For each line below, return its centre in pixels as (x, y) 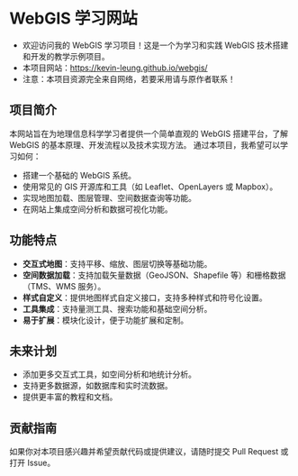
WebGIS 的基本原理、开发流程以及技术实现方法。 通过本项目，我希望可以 (145, 144)
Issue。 (41, 463)
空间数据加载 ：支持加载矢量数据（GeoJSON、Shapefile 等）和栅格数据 (154, 275)
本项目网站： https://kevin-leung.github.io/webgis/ (115, 68)
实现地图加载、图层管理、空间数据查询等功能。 (109, 197)
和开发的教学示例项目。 (66, 56)
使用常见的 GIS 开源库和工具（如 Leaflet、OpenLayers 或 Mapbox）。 (150, 187)
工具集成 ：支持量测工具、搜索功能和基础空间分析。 (117, 308)
